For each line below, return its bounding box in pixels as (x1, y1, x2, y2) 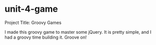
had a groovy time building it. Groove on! (4, 34, 87, 40)
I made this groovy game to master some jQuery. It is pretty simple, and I (4, 29, 152, 35)
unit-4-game (4, 3, 58, 15)
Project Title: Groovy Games (4, 20, 62, 25)
